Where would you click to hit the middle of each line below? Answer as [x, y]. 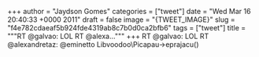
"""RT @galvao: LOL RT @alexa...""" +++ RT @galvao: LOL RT [108, 36]
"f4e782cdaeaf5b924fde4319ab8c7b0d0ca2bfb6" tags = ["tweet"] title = [127, 28]
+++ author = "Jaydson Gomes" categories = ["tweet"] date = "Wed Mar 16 [129, 11]
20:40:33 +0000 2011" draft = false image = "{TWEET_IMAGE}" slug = [121, 20]
